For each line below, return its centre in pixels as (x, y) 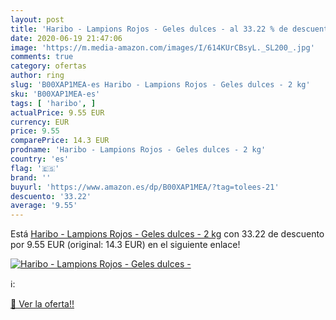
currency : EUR (40, 122)
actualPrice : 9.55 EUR (57, 112)
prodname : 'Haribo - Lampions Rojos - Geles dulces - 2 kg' (138, 150)
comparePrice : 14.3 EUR (60, 141)
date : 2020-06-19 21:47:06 (66, 38)
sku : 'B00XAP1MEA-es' (55, 94)
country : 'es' (40, 159)
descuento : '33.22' (51, 196)
